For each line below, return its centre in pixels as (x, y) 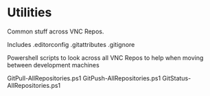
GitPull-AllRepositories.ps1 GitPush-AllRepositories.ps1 (84, 78)
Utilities (30, 13)
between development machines (53, 65)
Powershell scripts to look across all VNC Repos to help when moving (105, 58)
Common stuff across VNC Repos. (56, 31)
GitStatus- (177, 78)
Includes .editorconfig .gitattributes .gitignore (71, 44)
